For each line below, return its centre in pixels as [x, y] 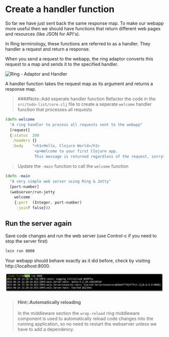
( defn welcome [20, 119]
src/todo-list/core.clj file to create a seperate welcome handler [84, 104]
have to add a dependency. [46, 329]
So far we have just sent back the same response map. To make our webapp [84, 23]
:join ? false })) [33, 208]
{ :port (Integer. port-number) [48, 203]
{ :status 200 [24, 135]
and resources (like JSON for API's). [43, 34]
